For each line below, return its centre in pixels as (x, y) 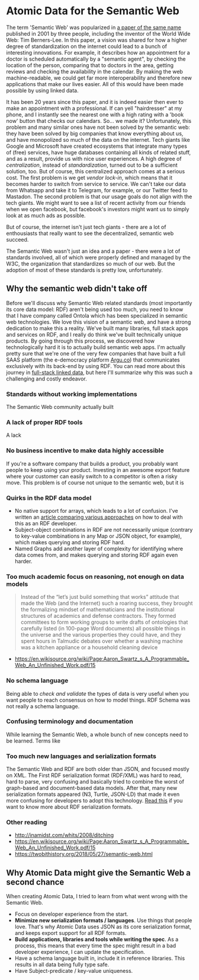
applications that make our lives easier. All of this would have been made (95, 84)
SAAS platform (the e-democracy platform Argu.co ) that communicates (93, 360)
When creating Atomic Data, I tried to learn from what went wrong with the (97, 896)
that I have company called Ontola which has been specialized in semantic (97, 315)
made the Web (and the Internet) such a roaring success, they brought (107, 603)
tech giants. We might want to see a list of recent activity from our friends (96, 202)
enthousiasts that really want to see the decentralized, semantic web (90, 233)
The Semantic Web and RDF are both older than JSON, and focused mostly (98, 769)
